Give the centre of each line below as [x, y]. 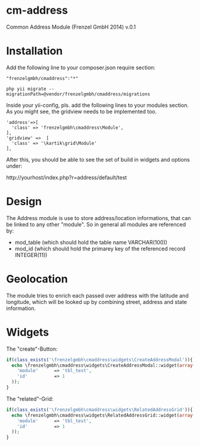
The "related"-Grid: [30, 399]
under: [14, 166]
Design [24, 202]
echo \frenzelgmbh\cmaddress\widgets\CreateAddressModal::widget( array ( [104, 365]
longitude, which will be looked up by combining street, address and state [97, 302]
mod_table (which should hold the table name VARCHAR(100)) [91, 242]
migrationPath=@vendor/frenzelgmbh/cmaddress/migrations [78, 94]
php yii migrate [26, 89]
